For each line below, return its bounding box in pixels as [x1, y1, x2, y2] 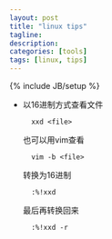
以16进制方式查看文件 [22, 99, 104, 110]
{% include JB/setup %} [9, 81, 100, 91]
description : [9, 38, 59, 48]
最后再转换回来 [22, 205, 79, 215]
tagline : [9, 30, 43, 39]
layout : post [9, 13, 59, 23]
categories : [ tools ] [9, 47, 88, 56]
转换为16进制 [22, 170, 72, 180]
